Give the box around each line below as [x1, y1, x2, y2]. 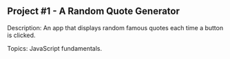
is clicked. [7, 31, 36, 39]
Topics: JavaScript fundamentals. [7, 44, 103, 52]
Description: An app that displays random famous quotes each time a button [7, 23, 224, 32]
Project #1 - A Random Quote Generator [7, 5, 180, 17]
